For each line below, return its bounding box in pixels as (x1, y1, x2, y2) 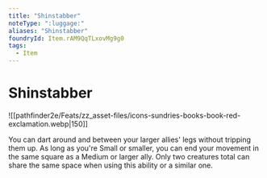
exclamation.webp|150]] (8, 118, 89, 129)
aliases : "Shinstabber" (8, 27, 89, 35)
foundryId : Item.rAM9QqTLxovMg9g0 (8, 34, 125, 43)
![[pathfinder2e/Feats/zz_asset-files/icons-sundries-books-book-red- (8, 110, 241, 120)
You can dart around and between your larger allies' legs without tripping (8, 135, 252, 144)
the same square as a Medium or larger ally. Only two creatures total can (8, 151, 250, 161)
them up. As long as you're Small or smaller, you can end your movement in (8, 143, 260, 153)
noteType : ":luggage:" (8, 19, 85, 27)
